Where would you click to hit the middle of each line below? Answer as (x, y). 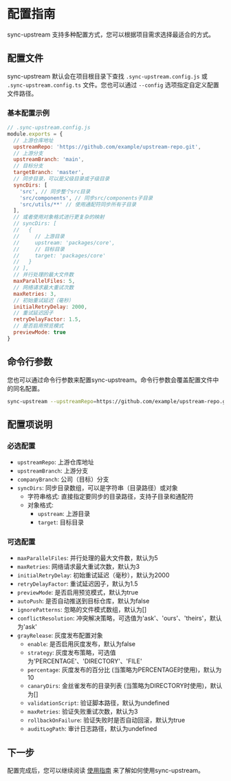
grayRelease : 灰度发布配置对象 (60, 635)
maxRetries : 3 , (35, 294)
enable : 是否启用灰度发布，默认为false (81, 644)
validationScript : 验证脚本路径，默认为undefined (98, 703)
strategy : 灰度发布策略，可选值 (71, 653)
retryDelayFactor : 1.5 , (47, 320)
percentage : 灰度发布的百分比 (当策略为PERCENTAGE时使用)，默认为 (124, 670)
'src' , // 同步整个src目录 (55, 191)
